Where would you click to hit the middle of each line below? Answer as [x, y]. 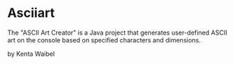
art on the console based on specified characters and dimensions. [104, 40]
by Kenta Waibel [31, 54]
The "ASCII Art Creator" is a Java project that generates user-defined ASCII [117, 32]
